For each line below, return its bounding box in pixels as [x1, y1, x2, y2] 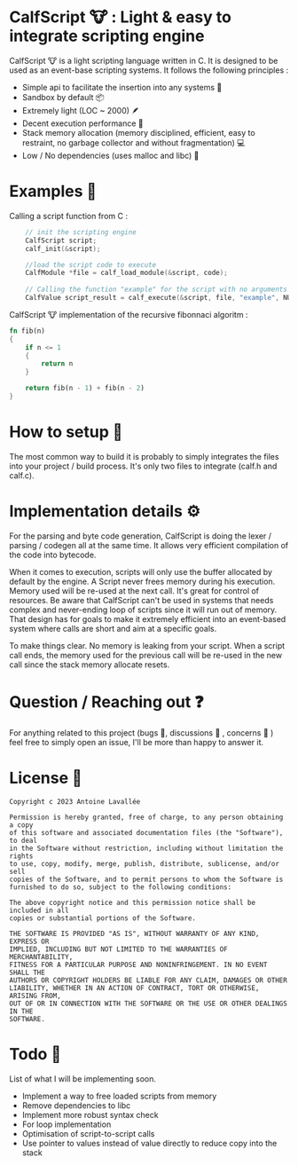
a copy [9, 820, 34, 830]
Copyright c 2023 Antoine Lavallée [9, 797, 141, 806]
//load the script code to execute [25, 260, 157, 269]
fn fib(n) [9, 327, 46, 335]
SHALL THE [9, 968, 46, 977]
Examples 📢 [9, 181, 98, 201]
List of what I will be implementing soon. [9, 1073, 157, 1084]
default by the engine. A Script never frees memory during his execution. [9, 576, 276, 586]
